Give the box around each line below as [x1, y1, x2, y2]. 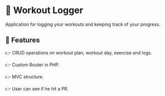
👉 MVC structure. [5, 73, 44, 80]
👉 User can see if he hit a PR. [5, 85, 69, 91]
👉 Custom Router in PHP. [5, 62, 60, 68]
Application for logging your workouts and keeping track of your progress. [5, 21, 161, 27]
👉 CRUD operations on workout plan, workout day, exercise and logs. [5, 50, 152, 56]
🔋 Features [5, 36, 40, 44]
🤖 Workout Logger [5, 5, 84, 16]
